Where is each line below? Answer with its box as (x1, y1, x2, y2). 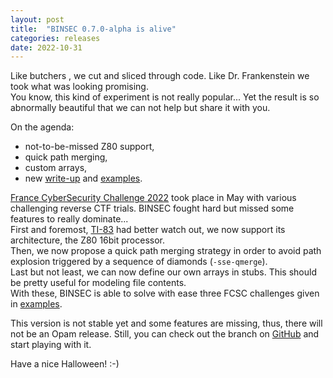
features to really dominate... (10, 213, 129, 225)
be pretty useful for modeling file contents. (10, 277, 187, 289)
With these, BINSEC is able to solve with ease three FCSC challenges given (10, 287, 320, 300)
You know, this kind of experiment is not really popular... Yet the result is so (10, 91, 320, 103)
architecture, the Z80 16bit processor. (10, 234, 166, 246)
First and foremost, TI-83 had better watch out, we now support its (10, 224, 286, 236)
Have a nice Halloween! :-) (10, 358, 120, 370)
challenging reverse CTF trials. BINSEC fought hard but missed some (10, 202, 295, 215)
